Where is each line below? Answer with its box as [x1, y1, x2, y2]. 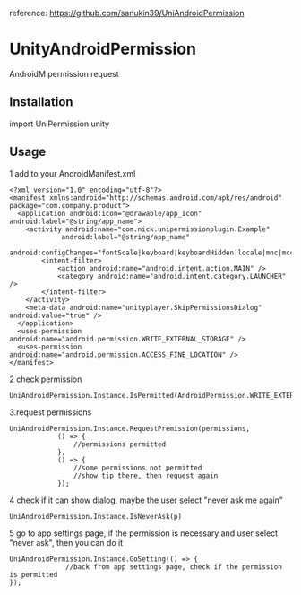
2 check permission [9, 374, 82, 384]
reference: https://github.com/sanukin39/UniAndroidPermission [9, 8, 245, 18]
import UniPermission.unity [9, 118, 110, 129]
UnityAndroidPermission [9, 39, 197, 59]
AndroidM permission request [9, 68, 119, 79]
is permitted [9, 570, 58, 579]
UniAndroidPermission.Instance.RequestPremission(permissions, [9, 424, 251, 433]
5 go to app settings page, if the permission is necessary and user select [9, 528, 279, 539]
